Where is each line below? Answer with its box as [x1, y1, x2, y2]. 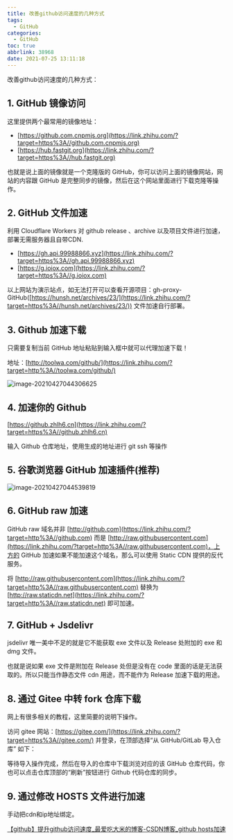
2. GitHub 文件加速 [7, 207, 88, 218]
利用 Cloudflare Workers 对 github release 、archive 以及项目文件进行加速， [7, 227, 224, 235]
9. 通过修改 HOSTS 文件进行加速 [7, 790, 146, 802]
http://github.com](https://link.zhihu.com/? [69, 524, 191, 533]
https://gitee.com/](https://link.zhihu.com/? [57, 728, 181, 736]
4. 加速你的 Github [7, 402, 87, 413]
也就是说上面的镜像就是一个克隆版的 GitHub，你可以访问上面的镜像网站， [7, 167, 217, 175]
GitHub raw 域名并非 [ [7, 524, 70, 533]
